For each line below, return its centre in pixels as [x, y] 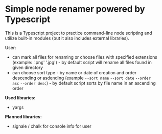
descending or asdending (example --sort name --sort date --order [81, 78]
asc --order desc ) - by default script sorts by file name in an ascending [84, 83]
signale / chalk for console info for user [52, 126]
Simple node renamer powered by [75, 9]
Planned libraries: [23, 116]
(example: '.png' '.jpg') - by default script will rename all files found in [82, 62]
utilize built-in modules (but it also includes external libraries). [67, 38]
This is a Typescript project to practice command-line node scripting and [79, 33]
